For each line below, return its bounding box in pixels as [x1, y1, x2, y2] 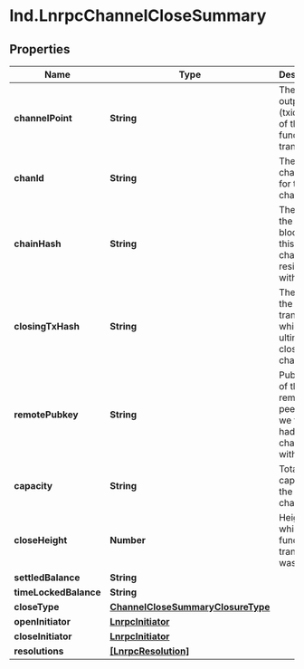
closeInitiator [14, 630, 72, 643]
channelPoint [14, 112, 72, 124]
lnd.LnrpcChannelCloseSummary [9, 5, 267, 26]
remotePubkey [14, 408, 79, 421]
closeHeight [14, 534, 68, 546]
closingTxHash [14, 320, 80, 332]
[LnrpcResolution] [109, 645, 190, 657]
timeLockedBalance [14, 586, 101, 598]
